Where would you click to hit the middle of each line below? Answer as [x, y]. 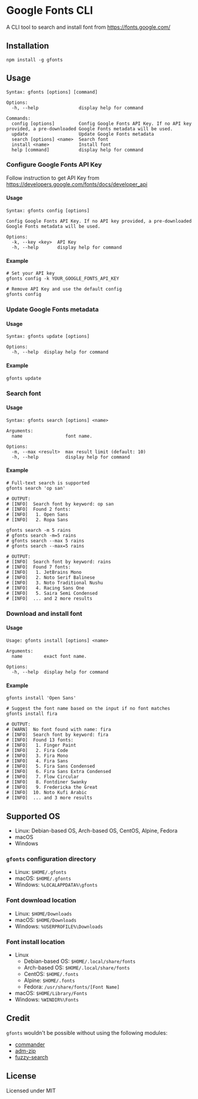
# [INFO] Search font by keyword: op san [60, 504]
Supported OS [33, 816]
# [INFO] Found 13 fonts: [40, 740]
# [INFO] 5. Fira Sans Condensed [51, 766]
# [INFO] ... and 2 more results [49, 598]
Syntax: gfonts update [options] [48, 337]
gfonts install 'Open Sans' [41, 698]
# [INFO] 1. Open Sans [37, 514]
